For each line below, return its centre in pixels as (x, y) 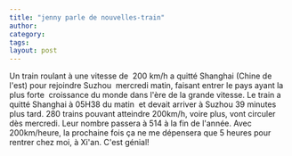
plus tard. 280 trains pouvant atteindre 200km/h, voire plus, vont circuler (142, 114)
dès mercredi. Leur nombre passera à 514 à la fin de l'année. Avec (130, 123)
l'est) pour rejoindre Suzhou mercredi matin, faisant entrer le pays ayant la (146, 86)
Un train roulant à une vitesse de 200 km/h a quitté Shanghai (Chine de (141, 76)
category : (28, 34)
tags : (19, 42)
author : (24, 26)
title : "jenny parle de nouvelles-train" (87, 17)
